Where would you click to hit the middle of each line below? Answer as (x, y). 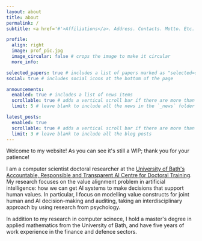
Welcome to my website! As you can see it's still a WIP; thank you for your (98, 151)
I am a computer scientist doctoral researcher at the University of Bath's (96, 169)
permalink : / (23, 23)
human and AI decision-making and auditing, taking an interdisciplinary (94, 201)
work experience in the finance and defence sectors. (72, 232)
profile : (17, 40)
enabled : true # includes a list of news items (72, 95)
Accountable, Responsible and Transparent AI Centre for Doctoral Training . (99, 175)
